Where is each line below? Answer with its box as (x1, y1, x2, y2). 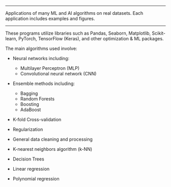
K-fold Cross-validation (12, 117, 62, 122)
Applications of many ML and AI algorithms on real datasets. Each (5, 10, 144, 16)
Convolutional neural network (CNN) (20, 71, 97, 76)
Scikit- (152, 30, 166, 36)
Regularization (12, 126, 43, 132)
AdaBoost (20, 106, 41, 113)
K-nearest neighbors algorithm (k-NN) (12, 146, 93, 152)
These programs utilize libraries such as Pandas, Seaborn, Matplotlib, (5, 30, 151, 36)
